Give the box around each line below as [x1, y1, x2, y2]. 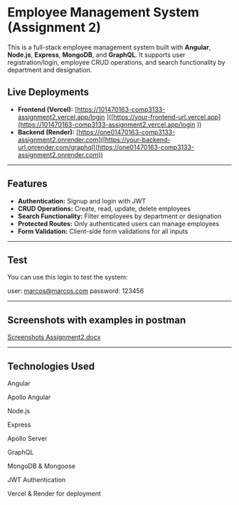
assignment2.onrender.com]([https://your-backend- [17, 135, 171, 144]
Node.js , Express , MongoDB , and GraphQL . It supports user [7, 51, 186, 59]
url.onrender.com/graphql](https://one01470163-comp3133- [17, 143, 194, 151]
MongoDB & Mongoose [7, 462, 76, 470]
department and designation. [7, 65, 92, 74]
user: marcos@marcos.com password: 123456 [7, 287, 144, 295]
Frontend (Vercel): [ [17, 105, 78, 114]
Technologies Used [7, 360, 95, 372]
